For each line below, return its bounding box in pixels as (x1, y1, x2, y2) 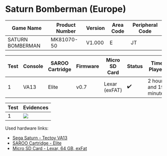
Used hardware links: (5, 125, 49, 131)
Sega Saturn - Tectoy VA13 (12, 135, 68, 141)
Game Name (11, 24, 42, 31)
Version (86, 24, 105, 31)
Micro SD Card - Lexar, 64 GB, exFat (12, 145, 87, 151)
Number (56, 27, 76, 34)
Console (23, 63, 44, 70)
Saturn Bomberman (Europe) (5, 3, 126, 15)
